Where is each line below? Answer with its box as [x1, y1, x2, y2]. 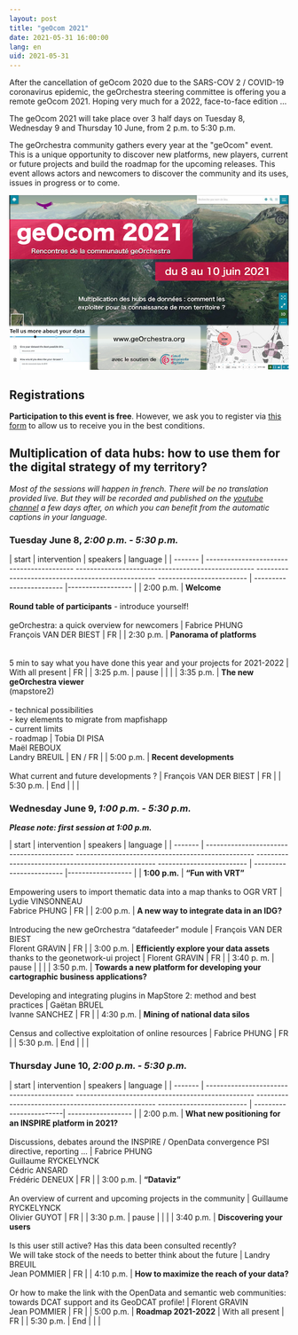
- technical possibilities [9, 705, 94, 716]
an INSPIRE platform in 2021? [9, 1118, 118, 1128]
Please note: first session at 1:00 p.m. [9, 822, 153, 833]
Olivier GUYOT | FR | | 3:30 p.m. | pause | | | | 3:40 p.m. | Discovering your [9, 1212, 283, 1222]
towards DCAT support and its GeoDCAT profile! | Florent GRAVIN [9, 1296, 248, 1308]
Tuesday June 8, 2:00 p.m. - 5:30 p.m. [9, 533, 179, 546]
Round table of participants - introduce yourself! [9, 601, 189, 612]
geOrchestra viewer [9, 677, 84, 687]
